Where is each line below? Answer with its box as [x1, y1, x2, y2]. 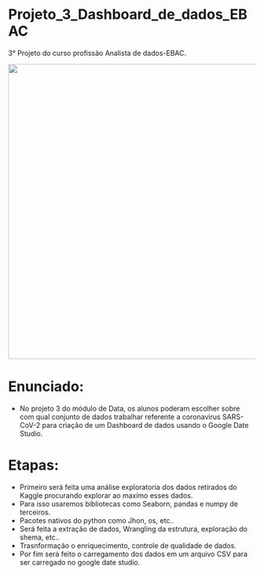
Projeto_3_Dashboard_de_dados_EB [8, 6, 247, 24]
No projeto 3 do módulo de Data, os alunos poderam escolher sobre [19, 404, 240, 413]
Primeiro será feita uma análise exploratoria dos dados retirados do [19, 482, 237, 492]
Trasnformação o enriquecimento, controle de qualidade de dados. [19, 540, 237, 550]
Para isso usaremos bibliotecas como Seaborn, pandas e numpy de [19, 499, 238, 508]
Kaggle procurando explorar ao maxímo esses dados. [19, 490, 193, 500]
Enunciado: [8, 378, 84, 396]
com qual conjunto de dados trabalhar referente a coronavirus [19, 411, 222, 422]
